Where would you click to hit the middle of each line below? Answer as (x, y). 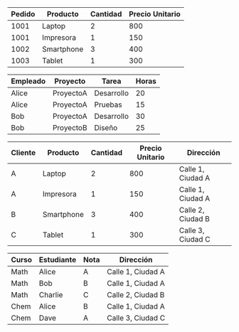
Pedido (23, 14)
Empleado (28, 81)
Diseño (106, 128)
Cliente (23, 152)
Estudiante (58, 260)
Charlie (51, 295)
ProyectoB (70, 128)
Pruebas (108, 105)
